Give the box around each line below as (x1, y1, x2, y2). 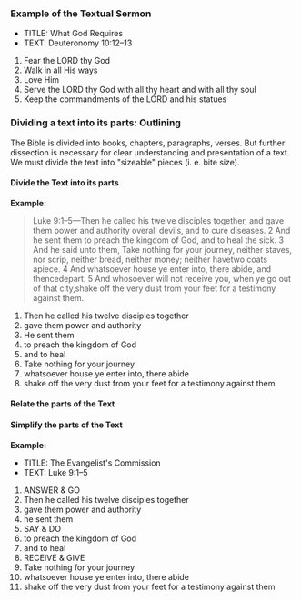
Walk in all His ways (23, 65, 98, 75)
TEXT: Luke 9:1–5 (23, 466, 89, 477)
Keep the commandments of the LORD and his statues (23, 94, 227, 105)
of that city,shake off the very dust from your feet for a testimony (32, 283, 276, 294)
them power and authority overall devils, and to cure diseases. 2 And (32, 225, 291, 235)
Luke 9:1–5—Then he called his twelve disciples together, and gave (32, 215, 285, 225)
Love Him (23, 75, 60, 85)
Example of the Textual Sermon (10, 7, 152, 20)
